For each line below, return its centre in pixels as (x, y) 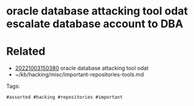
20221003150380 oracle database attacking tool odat (82, 68)
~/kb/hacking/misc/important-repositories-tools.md (79, 75)
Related (26, 51)
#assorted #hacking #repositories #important (64, 98)
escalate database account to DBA (95, 24)
